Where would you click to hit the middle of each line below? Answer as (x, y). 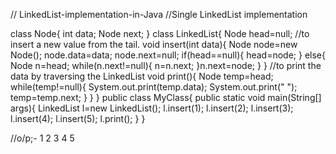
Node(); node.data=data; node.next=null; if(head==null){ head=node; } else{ (168, 55)
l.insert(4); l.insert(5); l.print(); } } (78, 118)
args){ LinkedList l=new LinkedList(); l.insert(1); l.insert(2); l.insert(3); (152, 108)
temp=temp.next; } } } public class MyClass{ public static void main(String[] (166, 97)
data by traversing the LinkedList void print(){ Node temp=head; (142, 76)
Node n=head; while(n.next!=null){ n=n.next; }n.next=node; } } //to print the (166, 65)
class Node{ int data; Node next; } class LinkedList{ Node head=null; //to (160, 33)
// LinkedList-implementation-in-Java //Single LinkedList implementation (159, 14)
